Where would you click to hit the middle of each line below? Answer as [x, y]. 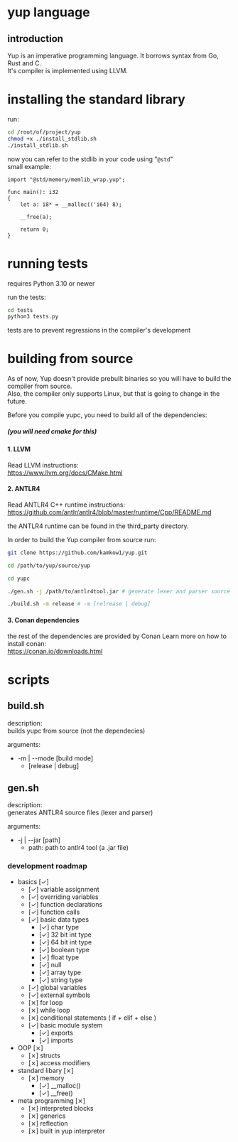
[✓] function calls [54, 912]
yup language [49, 12]
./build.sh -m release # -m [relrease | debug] [79, 604]
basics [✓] [33, 881]
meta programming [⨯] [52, 1100]
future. [17, 402]
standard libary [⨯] [45, 1070]
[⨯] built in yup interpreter [66, 1131]
